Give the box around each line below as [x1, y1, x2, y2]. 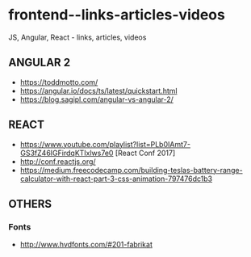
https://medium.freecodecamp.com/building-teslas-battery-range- [19, 165, 244, 175]
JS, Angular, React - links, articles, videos [8, 32, 147, 42]
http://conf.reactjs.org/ [19, 156, 96, 166]
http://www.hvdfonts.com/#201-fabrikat [19, 240, 153, 250]
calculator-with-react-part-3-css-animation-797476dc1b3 [19, 174, 212, 183]
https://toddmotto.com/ [19, 77, 98, 86]
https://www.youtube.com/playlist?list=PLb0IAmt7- [19, 139, 191, 149]
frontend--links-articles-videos [8, 6, 226, 24]
